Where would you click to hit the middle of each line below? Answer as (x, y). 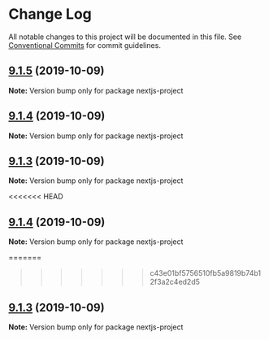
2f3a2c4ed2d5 (175, 282)
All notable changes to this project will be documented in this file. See (125, 37)
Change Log (50, 14)
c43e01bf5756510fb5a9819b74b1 (206, 273)
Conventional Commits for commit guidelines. (85, 45)
